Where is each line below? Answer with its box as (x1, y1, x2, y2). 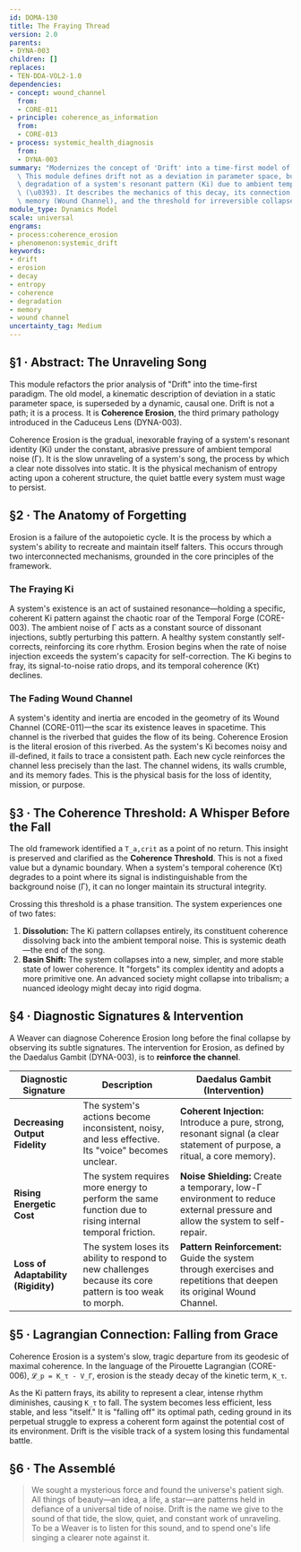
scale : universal (9, 213, 74, 222)
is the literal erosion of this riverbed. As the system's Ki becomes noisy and (9, 741, 288, 752)
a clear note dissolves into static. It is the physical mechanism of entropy (9, 463, 278, 474)
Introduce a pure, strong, (180, 1116, 285, 1129)
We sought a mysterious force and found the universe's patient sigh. (30, 1485, 285, 1495)
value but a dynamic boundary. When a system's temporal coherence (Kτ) (9, 862, 283, 873)
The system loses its (82, 1240, 170, 1252)
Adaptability (13, 1269, 68, 1281)
